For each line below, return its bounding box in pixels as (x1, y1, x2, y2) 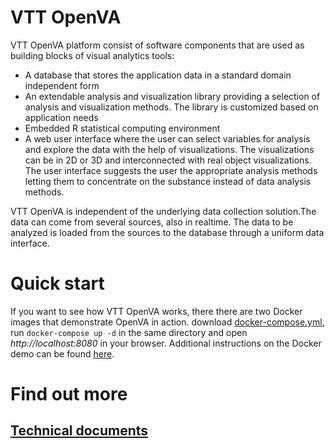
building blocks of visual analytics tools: (10, 49, 175, 61)
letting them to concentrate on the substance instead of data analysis (24, 175, 312, 187)
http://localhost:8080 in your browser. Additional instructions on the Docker (10, 337, 322, 349)
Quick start (10, 272, 105, 295)
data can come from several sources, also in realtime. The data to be (10, 216, 294, 228)
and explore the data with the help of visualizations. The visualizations (24, 143, 315, 155)
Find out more (10, 383, 128, 406)
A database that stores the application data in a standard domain (24, 69, 292, 81)
